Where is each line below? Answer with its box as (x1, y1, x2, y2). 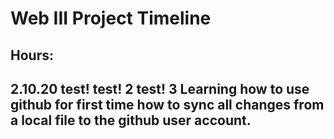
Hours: (10, 47, 54, 64)
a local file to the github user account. (10, 112, 252, 129)
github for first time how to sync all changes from (10, 96, 325, 113)
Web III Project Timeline (10, 7, 212, 30)
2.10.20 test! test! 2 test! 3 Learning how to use (10, 80, 310, 97)
